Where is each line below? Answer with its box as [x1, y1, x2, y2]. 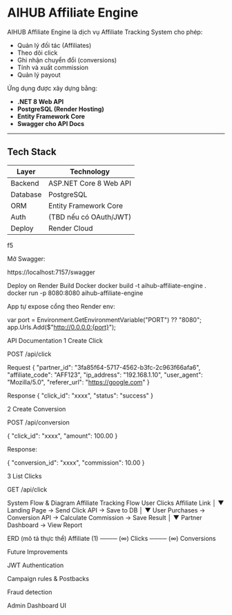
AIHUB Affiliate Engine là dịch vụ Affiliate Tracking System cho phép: [7, 28, 203, 36]
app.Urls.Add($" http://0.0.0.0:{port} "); [7, 323, 116, 331]
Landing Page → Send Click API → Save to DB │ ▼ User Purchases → [7, 506, 206, 514]
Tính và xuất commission [17, 63, 88, 71]
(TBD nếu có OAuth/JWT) [48, 212, 132, 222]
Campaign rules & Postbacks [7, 574, 90, 582]
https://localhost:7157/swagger [7, 268, 95, 276]
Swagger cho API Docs [17, 119, 85, 127]
